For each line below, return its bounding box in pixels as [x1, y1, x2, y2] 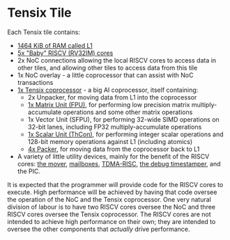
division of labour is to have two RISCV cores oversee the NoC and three [7, 202, 216, 211]
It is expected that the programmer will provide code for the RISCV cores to [7, 180, 224, 189]
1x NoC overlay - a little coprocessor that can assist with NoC [17, 71, 194, 79]
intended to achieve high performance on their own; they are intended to [7, 217, 216, 225]
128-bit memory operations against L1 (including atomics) [27, 137, 193, 145]
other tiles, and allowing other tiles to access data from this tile [17, 63, 198, 72]
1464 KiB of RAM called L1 [17, 41, 93, 49]
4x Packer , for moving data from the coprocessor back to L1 [27, 145, 200, 153]
